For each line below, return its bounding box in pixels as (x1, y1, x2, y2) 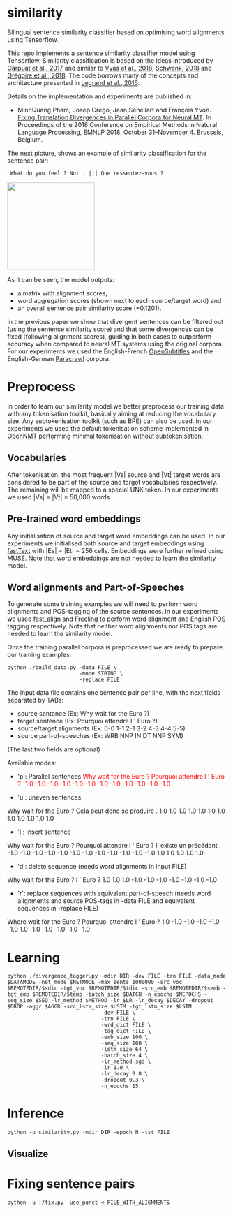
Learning (7, 950, 61, 965)
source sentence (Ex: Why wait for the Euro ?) (17, 710, 150, 718)
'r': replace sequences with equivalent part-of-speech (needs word (17, 889, 211, 898)
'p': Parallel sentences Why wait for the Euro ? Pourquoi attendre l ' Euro (17, 772, 225, 781)
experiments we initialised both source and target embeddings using (7, 539, 204, 547)
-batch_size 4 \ (100, 1052, 149, 1059)
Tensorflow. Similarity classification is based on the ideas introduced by (7, 56, 213, 64)
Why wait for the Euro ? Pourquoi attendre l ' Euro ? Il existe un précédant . (7, 841, 221, 850)
